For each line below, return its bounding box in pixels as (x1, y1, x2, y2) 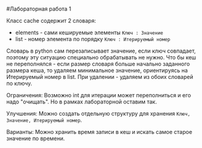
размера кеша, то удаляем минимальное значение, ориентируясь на (6, 67, 188, 74)
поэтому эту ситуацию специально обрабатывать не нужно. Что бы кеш (6, 54, 196, 61)
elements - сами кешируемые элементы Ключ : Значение (15, 29, 163, 36)
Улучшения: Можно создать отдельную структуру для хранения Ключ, (6, 110, 191, 117)
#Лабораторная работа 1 (6, 6, 72, 12)
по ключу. (6, 80, 32, 87)
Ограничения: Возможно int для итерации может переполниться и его (6, 92, 192, 98)
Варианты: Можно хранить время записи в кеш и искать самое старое (6, 128, 193, 135)
